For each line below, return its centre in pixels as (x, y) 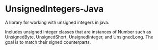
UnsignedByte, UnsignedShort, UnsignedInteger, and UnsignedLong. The (79, 37)
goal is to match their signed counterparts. (48, 42)
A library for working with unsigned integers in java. (57, 22)
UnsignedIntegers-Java (54, 9)
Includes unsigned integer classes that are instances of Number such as (78, 32)
